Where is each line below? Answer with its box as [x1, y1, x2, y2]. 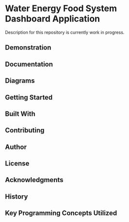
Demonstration [5, 43, 52, 52]
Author [5, 143, 27, 151]
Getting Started [5, 93, 53, 101]
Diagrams [5, 76, 35, 85]
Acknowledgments [5, 176, 64, 184]
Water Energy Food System [5, 3, 117, 14]
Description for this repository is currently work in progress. [5, 29, 125, 35]
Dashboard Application [5, 13, 100, 24]
